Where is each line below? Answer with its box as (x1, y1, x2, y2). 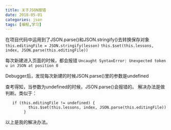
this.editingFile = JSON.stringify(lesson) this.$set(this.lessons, (5, 43, 154, 49)
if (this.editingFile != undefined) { (12, 101, 96, 106)
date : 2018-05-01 (5, 12, 43, 17)
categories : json (5, 17, 43, 22)
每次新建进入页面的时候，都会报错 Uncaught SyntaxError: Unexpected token (5, 58, 166, 64)
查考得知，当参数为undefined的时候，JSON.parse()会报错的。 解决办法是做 (5, 84, 165, 90)
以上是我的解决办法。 (5, 119, 50, 125)
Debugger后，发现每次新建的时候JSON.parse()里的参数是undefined (5, 73, 149, 79)
